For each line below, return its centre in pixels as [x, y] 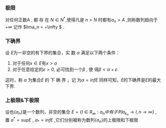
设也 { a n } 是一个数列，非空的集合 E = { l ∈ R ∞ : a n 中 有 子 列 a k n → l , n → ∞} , [81, 113]
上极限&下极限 [22, 100]
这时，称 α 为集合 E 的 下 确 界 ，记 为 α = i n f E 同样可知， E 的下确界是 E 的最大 [83, 80]
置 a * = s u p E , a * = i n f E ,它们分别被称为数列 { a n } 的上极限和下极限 [72, 120]
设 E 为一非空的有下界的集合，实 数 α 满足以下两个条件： [63, 53]
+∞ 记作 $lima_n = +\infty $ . [35, 27]
